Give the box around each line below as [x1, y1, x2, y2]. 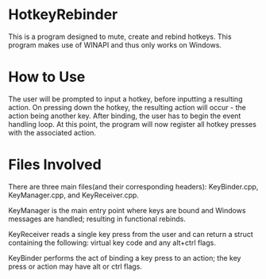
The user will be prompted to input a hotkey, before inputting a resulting [8, 94, 243, 104]
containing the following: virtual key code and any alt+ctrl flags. [8, 238, 216, 247]
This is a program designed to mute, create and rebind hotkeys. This [8, 32, 232, 41]
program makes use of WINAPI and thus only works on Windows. [8, 40, 222, 49]
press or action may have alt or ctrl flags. [8, 262, 143, 271]
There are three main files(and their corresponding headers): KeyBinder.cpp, [8, 182, 259, 191]
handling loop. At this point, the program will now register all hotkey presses [8, 119, 256, 128]
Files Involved [8, 156, 102, 174]
